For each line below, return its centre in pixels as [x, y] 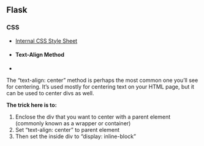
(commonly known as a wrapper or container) [73, 123]
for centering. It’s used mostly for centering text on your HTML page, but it [100, 86]
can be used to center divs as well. [50, 93]
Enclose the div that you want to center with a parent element [93, 117]
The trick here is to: [32, 105]
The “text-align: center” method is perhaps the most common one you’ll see [102, 80]
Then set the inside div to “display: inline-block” [76, 136]
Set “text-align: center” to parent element [67, 130]
